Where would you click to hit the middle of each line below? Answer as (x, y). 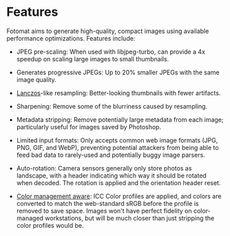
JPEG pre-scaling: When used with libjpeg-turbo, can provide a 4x (111, 52)
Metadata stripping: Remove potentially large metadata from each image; (120, 119)
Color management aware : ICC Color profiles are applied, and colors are (119, 196)
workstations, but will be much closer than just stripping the (130, 218)
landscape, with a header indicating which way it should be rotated (112, 175)
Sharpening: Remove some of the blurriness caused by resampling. (112, 106)
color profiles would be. (50, 225)
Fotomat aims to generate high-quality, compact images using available (108, 31)
